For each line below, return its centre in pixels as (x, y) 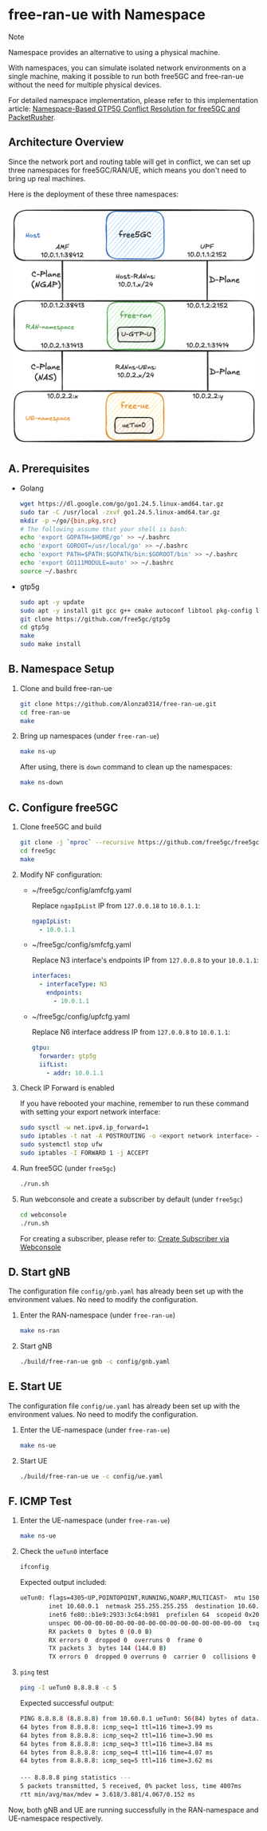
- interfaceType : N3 (73, 984)
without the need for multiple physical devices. (85, 85)
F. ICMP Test (40, 1501)
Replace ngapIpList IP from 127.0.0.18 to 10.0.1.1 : (116, 905)
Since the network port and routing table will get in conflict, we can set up (130, 161)
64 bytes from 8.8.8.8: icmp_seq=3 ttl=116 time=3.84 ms (116, 1744)
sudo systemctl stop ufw (61, 1145)
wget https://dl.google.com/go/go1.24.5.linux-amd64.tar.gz (122, 504)
